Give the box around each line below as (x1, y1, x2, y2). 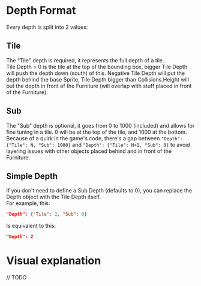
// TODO (6, 274, 27, 281)
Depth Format (6, 4, 76, 17)
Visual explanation (6, 254, 101, 267)
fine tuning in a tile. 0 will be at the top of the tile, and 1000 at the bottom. (6, 128, 187, 136)
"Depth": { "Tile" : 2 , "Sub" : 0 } (6, 211, 87, 218)
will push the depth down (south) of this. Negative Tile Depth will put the (6, 70, 185, 77)
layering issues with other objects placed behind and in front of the (6, 147, 172, 155)
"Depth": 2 (6, 234, 34, 240)
